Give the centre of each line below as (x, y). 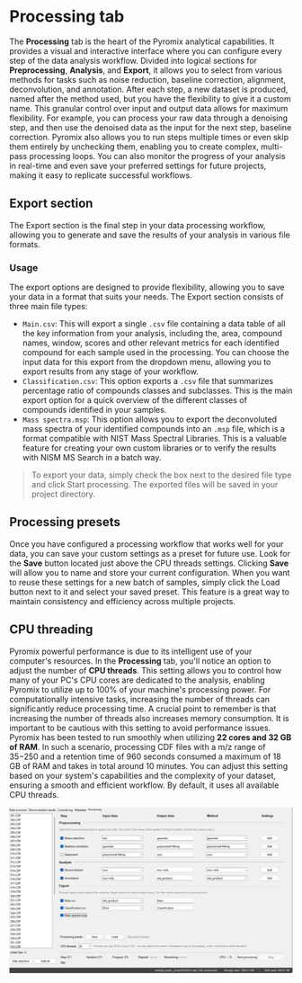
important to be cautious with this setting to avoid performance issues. (140, 728)
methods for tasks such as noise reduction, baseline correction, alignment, (147, 79)
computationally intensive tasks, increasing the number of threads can (140, 699)
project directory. (63, 494)
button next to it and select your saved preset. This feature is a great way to (150, 592)
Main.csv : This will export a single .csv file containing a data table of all (154, 324)
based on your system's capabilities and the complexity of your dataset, (143, 775)
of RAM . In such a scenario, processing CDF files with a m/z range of (138, 746)
